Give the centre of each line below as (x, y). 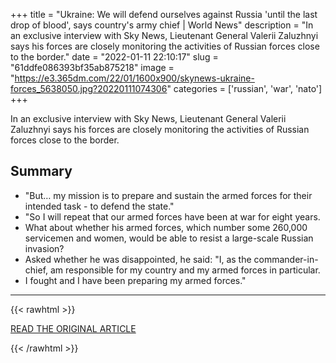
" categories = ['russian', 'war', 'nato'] (244, 88)
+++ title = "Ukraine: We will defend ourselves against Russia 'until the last (164, 14)
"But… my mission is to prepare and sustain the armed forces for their (168, 195)
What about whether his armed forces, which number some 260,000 (166, 227)
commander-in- (286, 259)
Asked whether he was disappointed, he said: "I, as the (138, 259)
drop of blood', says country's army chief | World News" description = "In (162, 25)
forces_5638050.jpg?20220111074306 (89, 88)
